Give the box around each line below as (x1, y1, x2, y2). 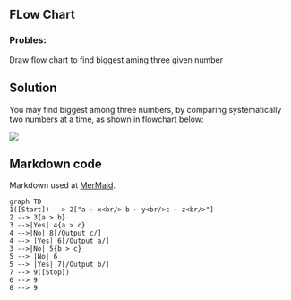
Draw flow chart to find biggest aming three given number (9, 54, 224, 65)
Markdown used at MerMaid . (9, 180, 116, 191)
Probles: (9, 34, 47, 47)
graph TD (9, 197, 42, 207)
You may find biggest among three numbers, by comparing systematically (9, 104, 282, 115)
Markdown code (9, 156, 103, 171)
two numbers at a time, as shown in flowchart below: (9, 114, 204, 124)
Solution (9, 81, 57, 96)
